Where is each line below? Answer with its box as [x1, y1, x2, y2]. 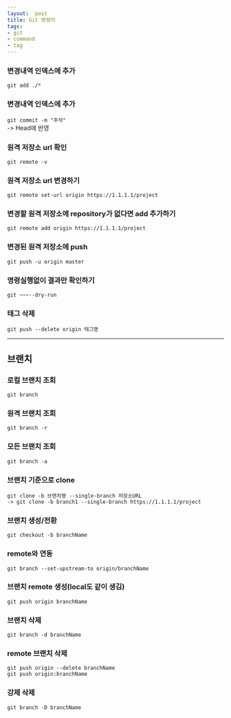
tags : [7, 23, 23, 30]
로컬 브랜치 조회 [7, 375, 56, 385]
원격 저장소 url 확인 [7, 142, 67, 152]
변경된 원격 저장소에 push [7, 242, 88, 252]
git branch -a [7, 458, 48, 465]
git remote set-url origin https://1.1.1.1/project [7, 192, 158, 199]
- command [7, 36, 36, 43]
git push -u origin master [7, 258, 85, 265]
